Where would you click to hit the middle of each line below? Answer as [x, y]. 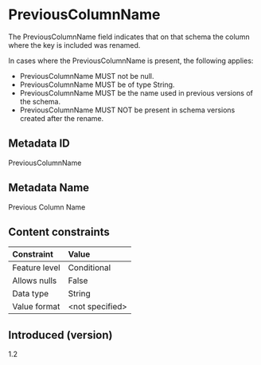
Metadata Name [49, 188]
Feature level [37, 268]
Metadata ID [39, 144]
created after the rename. [62, 118]
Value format [36, 307]
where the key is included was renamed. [74, 45]
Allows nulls [35, 281]
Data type [31, 294]
